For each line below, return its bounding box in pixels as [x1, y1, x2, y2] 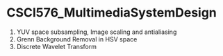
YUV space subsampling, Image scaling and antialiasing [16, 28, 177, 36]
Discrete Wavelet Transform [16, 42, 97, 50]
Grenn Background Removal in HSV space [16, 35, 138, 43]
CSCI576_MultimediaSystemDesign [6, 5, 217, 21]
